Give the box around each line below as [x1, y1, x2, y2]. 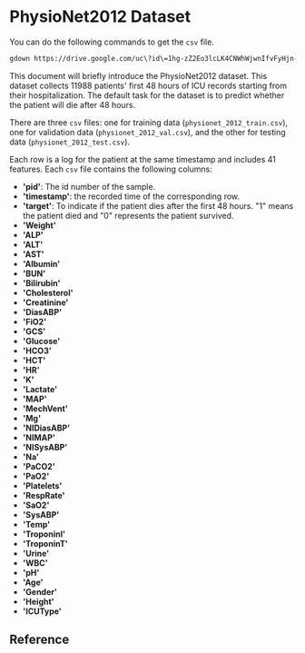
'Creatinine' [22, 297, 69, 308]
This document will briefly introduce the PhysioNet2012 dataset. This [9, 70, 268, 81]
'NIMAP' [22, 431, 56, 442]
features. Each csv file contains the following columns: [9, 163, 213, 174]
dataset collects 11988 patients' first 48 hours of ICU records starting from [9, 80, 288, 91]
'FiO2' [22, 316, 47, 327]
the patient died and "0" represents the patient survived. [22, 210, 234, 221]
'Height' [22, 596, 54, 607]
